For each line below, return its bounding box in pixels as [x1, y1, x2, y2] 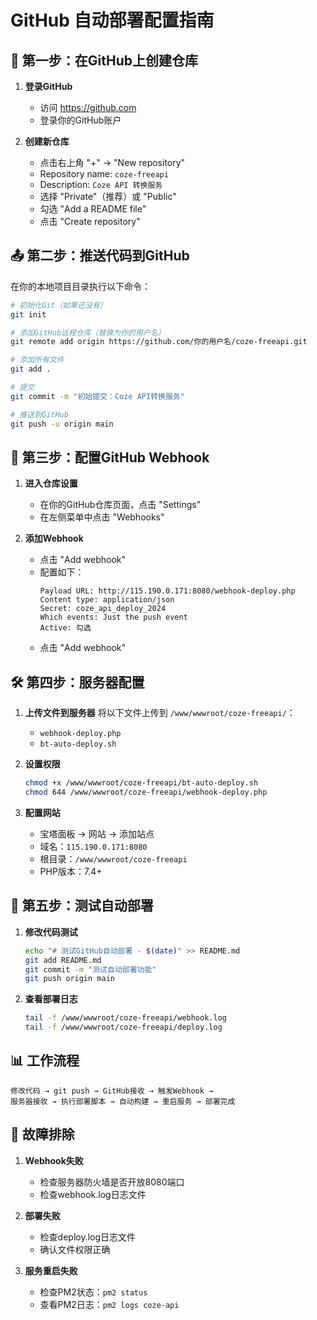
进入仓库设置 [24, 477, 78, 490]
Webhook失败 [24, 1154, 84, 1166]
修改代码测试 [24, 926, 78, 938]
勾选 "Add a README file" [39, 203, 147, 215]
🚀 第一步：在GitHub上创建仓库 [10, 52, 198, 69]
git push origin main [24, 974, 115, 984]
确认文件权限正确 [39, 1243, 111, 1255]
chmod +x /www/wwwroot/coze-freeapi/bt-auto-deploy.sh [24, 778, 259, 788]
